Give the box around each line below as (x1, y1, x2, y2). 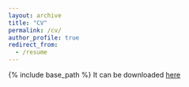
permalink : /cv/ (8, 26, 62, 34)
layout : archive (8, 11, 62, 20)
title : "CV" (8, 19, 47, 27)
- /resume (15, 48, 47, 56)
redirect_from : (8, 41, 59, 49)
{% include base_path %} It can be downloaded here (8, 70, 181, 79)
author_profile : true (8, 33, 80, 42)
